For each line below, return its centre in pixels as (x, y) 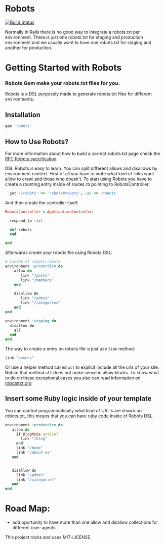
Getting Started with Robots (63, 68)
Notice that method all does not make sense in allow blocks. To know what (82, 373)
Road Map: (28, 509)
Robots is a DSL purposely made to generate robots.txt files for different (79, 94)
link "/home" (29, 448)
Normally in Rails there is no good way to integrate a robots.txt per (73, 32)
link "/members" (37, 280)
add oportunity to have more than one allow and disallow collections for (85, 522)
